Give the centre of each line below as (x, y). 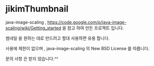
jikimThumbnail (37, 9)
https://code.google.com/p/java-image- (87, 22)
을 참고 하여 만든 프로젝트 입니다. (93, 28)
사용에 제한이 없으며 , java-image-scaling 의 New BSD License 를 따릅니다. (77, 48)
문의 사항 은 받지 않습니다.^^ (32, 58)
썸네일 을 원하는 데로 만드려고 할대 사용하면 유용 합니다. (58, 38)
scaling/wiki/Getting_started (34, 28)
